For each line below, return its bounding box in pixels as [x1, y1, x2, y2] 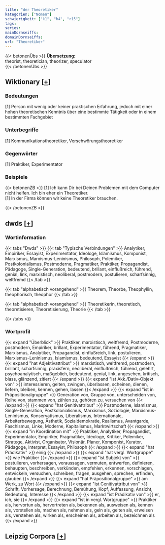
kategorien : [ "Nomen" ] [5, 12, 52, 17]
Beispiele [5, 173, 28, 180]
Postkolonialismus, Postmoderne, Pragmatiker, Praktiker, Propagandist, [5, 261, 149, 267]
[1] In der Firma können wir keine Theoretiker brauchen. [5, 195, 118, 201]
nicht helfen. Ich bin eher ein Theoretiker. [5, 190, 89, 196]
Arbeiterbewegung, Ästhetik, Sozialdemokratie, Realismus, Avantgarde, [5, 418, 150, 424]
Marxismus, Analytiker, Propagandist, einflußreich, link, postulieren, [5, 350, 142, 356]
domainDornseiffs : [5, 35, 43, 40]
